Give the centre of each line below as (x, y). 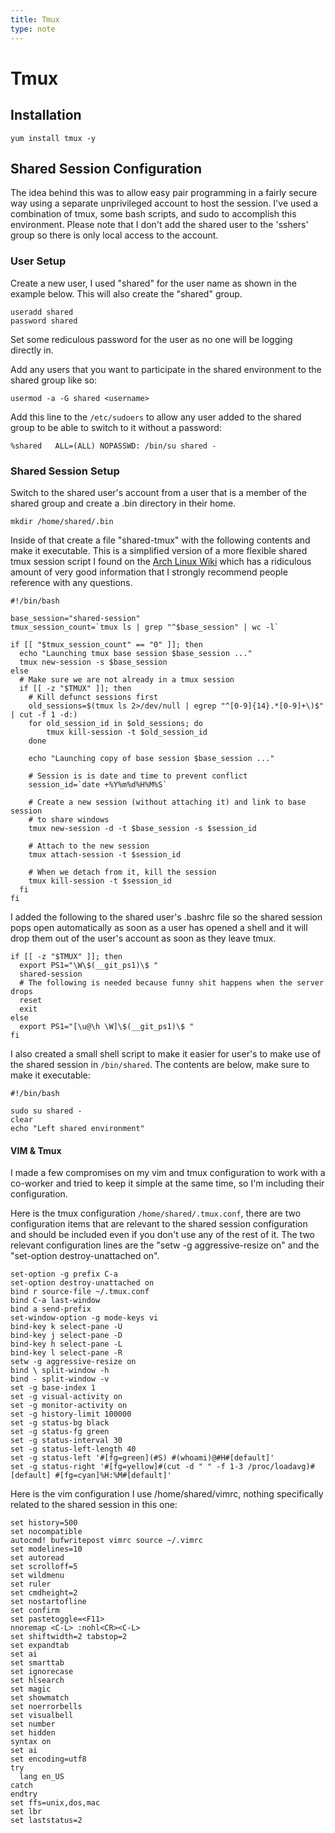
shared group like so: (54, 380)
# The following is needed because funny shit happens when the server (172, 982)
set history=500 (44, 1523)
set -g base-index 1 (53, 1388)
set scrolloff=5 (44, 1567)
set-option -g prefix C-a (64, 1274)
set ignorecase (42, 1672)
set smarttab (37, 1663)
